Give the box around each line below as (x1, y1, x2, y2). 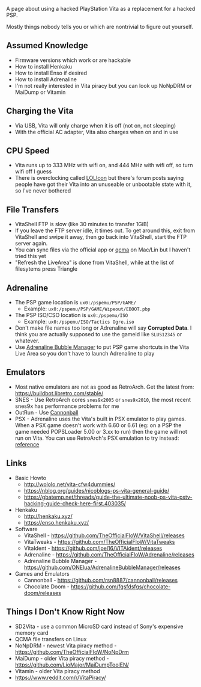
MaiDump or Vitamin (14, 88, 66, 96)
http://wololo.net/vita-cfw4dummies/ (23, 481, 116, 488)
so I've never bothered (14, 187, 71, 194)
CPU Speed (6, 146, 50, 156)
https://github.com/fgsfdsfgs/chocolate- (71, 583, 171, 590)
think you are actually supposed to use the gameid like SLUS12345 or (14, 331, 182, 338)
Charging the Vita (6, 106, 74, 116)
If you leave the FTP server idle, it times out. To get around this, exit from (14, 227, 196, 234)
